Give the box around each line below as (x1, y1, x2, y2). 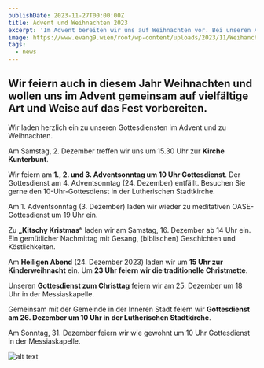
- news (15, 48, 37, 56)
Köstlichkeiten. (8, 241, 57, 252)
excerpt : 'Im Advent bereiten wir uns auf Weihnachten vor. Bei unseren (8, 26, 251, 34)
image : (8, 33, 30, 42)
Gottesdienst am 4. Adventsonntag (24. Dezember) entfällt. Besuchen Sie (8, 178, 246, 187)
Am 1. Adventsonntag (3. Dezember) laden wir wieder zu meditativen (8, 201, 231, 211)
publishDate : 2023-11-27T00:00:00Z (8, 11, 125, 20)
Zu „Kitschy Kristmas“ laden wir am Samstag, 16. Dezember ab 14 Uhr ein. (8, 225, 251, 234)
